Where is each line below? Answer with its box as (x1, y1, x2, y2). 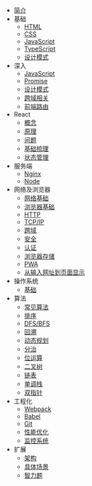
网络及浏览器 (13, 185, 50, 193)
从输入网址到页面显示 (24, 268, 85, 276)
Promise (24, 77, 48, 85)
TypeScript (24, 44, 56, 53)
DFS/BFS (24, 319, 50, 328)
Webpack (24, 405, 52, 413)
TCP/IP (24, 218, 45, 226)
